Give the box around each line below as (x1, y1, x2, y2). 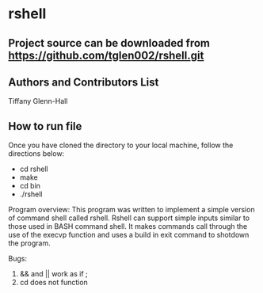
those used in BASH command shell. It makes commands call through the (8, 222, 248, 231)
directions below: (8, 149, 65, 158)
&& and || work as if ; (19, 269, 89, 279)
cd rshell (19, 164, 49, 174)
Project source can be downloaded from (8, 36, 210, 50)
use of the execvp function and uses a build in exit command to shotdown (8, 230, 250, 240)
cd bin (19, 181, 41, 191)
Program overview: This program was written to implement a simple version (8, 205, 255, 215)
